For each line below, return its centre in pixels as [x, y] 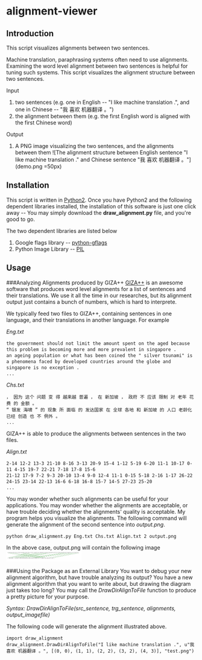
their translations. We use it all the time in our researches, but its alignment [99, 295]
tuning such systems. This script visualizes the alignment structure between [101, 72]
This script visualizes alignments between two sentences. [78, 48]
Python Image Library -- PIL [49, 249]
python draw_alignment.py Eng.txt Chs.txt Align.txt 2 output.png [91, 536]
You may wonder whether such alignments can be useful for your [87, 499]
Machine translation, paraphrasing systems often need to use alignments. [97, 59]
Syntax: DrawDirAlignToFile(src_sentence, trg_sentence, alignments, [91, 608]
